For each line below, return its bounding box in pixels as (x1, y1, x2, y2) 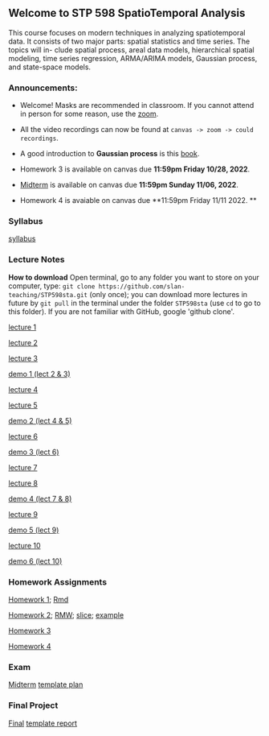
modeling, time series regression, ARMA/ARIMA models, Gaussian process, (8, 53, 258, 63)
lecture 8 (8, 478, 39, 488)
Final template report (8, 718, 78, 728)
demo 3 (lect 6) (8, 447, 59, 457)
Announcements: (8, 82, 78, 93)
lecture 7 (8, 462, 38, 472)
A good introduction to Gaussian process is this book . (19, 149, 200, 159)
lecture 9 (8, 509, 39, 519)
